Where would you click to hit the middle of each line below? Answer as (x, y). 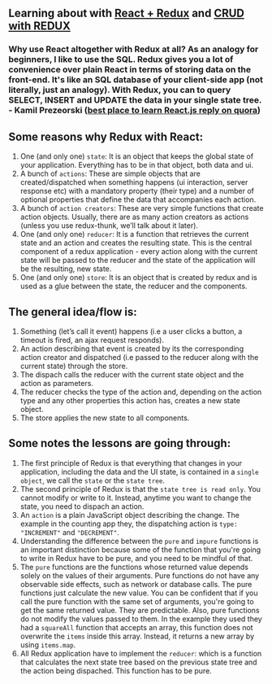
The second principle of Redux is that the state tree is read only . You (140, 489)
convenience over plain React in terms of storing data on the (130, 70)
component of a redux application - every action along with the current (139, 252)
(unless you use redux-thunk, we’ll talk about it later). (109, 226)
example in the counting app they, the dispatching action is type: (129, 524)
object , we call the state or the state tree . (92, 480)
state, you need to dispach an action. (82, 506)
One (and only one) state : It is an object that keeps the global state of (137, 156)
